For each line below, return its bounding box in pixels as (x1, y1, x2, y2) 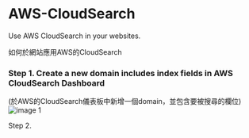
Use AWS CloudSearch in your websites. (8, 31, 141, 40)
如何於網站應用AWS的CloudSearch (8, 47, 122, 56)
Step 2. (8, 121, 32, 131)
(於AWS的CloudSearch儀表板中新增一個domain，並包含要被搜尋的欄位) (8, 97, 242, 106)
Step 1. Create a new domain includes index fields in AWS (8, 67, 234, 79)
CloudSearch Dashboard (8, 77, 105, 88)
